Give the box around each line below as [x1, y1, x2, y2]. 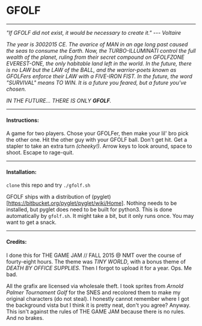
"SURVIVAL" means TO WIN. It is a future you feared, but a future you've [6, 79, 187, 86]
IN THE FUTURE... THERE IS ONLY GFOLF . [6, 97, 112, 104]
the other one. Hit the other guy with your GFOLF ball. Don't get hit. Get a [6, 136, 188, 143]
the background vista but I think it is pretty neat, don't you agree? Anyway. [6, 301, 191, 309]
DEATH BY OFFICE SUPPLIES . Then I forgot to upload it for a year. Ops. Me [6, 264, 192, 271]
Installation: [6, 168, 37, 175]
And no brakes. [6, 314, 44, 321]
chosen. [6, 85, 26, 92]
